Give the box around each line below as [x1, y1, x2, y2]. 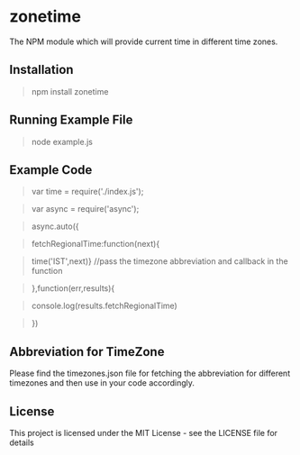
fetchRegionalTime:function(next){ [31, 239, 160, 250]
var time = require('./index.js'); [31, 187, 144, 197]
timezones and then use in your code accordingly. [9, 378, 195, 388]
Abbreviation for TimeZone [9, 344, 165, 359]
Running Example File [9, 113, 133, 128]
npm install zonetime [31, 86, 109, 96]
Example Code [9, 162, 93, 177]
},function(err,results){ [31, 283, 115, 294]
